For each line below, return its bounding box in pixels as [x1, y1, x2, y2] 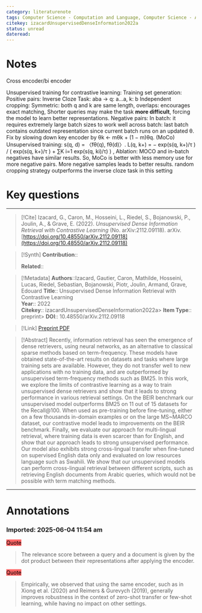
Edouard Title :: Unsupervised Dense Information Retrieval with [20, 287, 176, 294]
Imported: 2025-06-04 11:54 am [6, 526, 103, 534]
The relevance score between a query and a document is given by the [20, 551, 195, 558]
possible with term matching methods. [20, 477, 116, 484]
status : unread [6, 25, 44, 32]
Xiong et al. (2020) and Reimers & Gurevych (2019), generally [20, 587, 173, 594]
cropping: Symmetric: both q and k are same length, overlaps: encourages [6, 102, 191, 109]
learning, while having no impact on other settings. [20, 600, 147, 607]
